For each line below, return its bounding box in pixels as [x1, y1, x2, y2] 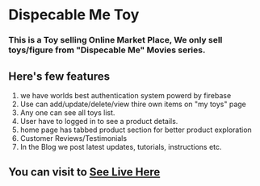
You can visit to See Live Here [8, 165, 161, 179]
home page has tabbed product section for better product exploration [19, 125, 252, 134]
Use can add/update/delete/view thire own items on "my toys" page [19, 99, 246, 109]
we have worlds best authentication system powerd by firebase [19, 90, 232, 100]
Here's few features [8, 69, 111, 83]
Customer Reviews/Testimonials [19, 133, 128, 143]
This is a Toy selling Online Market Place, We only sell [8, 35, 223, 46]
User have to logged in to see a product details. [19, 116, 178, 126]
